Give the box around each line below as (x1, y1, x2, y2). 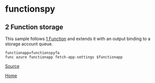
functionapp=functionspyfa (5, 50, 60, 55)
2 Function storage (5, 23, 63, 31)
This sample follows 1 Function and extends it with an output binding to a (5, 36, 151, 41)
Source (5, 63, 19, 69)
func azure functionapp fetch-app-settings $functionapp (5, 55, 123, 60)
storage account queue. (5, 41, 53, 47)
